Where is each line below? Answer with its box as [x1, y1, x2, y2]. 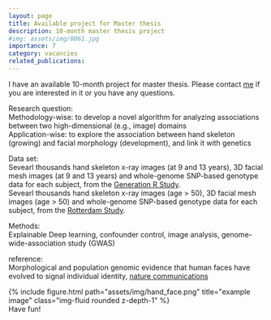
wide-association [8, 238, 67, 248]
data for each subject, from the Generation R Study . [8, 179, 181, 189]
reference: [8, 254, 43, 263]
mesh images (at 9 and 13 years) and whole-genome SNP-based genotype [8, 171, 259, 181]
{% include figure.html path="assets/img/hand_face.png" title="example [8, 287, 251, 297]
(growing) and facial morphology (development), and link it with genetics [8, 138, 252, 147]
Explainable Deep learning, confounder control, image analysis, [8, 229, 221, 239]
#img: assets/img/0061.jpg [8, 34, 100, 43]
